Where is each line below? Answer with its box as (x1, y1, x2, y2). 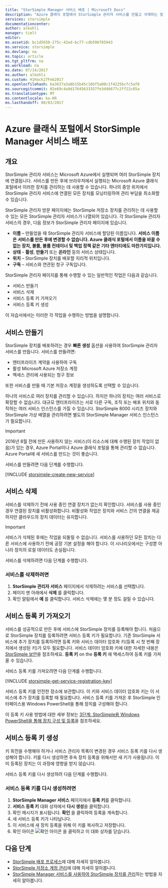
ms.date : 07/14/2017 (5, 68, 48, 73)
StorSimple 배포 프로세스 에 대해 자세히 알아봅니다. (12, 858, 111, 864)
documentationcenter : (5, 21, 50, 26)
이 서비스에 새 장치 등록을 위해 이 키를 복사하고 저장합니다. (12, 822, 126, 828)
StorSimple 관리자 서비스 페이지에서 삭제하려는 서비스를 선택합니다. (12, 583, 145, 589)
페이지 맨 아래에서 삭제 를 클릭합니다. (12, 589, 85, 595)
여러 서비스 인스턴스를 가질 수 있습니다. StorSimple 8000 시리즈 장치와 (18, 405, 157, 411)
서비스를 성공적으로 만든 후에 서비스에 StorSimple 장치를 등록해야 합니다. (5, 626, 148, 632)
